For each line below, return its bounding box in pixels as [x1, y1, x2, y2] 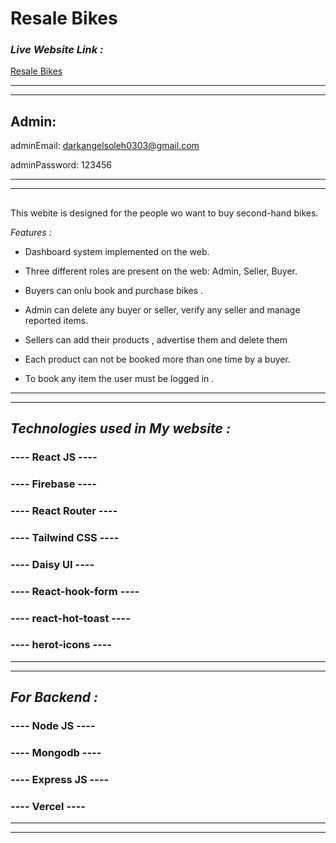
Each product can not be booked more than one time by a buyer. [24, 353, 291, 365]
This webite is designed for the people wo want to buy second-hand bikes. [10, 207, 319, 219]
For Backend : [10, 689, 99, 706]
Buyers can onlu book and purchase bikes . [24, 284, 204, 296]
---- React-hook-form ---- [10, 584, 140, 598]
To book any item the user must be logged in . [24, 372, 215, 384]
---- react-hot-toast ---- [10, 611, 131, 625]
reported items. [24, 314, 89, 326]
